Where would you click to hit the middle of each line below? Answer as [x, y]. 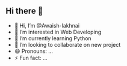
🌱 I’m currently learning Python [53, 38]
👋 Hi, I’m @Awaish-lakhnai [47, 25]
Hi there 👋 [24, 11]
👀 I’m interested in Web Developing [58, 32]
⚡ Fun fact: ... [31, 58]
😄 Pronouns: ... [34, 51]
